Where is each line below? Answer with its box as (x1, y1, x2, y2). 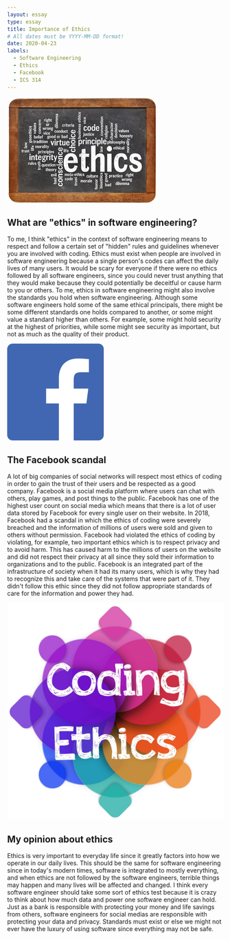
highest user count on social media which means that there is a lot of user (7, 502, 216, 510)
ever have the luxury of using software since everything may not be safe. (7, 924, 214, 932)
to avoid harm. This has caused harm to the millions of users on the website (7, 546, 222, 554)
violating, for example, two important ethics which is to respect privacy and (7, 538, 220, 546)
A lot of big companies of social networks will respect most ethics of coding (7, 472, 222, 481)
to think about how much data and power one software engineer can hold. (7, 895, 217, 904)
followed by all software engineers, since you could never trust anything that (7, 272, 224, 280)
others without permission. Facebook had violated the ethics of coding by (7, 531, 216, 540)
